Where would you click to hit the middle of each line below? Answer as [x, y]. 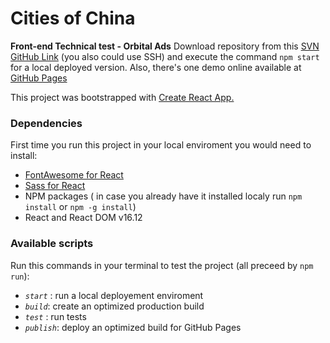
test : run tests [55, 316]
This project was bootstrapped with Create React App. [122, 97]
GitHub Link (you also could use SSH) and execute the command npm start [165, 56]
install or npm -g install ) [80, 207]
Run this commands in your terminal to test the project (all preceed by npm [162, 265]
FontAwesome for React [74, 175]
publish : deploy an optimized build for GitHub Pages [133, 327]
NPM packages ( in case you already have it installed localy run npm [163, 196]
